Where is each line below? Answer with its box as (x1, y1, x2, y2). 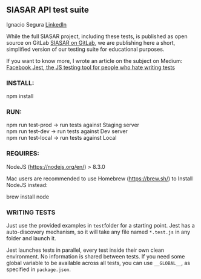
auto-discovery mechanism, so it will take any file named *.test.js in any (6, 228, 191, 235)
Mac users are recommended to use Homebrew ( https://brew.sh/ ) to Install (6, 175, 193, 182)
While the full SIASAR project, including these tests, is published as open (6, 33, 188, 40)
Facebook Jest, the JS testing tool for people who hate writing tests (6, 64, 176, 71)
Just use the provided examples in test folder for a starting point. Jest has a (6, 222, 195, 229)
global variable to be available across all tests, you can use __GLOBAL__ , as (6, 260, 191, 266)
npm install (6, 93, 34, 100)
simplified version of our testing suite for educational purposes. (6, 45, 165, 53)
